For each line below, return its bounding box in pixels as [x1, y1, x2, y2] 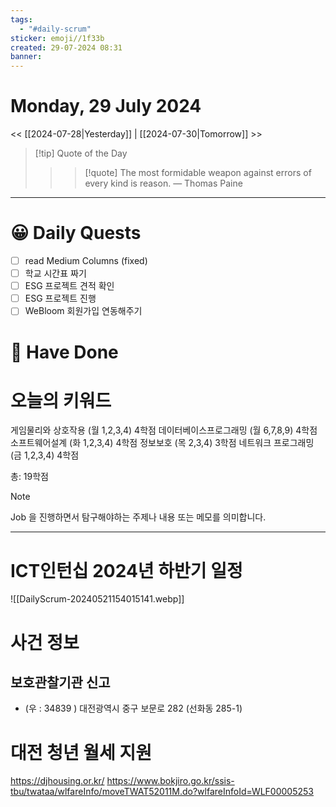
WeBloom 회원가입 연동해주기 [24, 305, 143, 317]
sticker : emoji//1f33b [10, 33, 105, 43]
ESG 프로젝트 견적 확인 [24, 280, 115, 292]
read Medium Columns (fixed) [24, 255, 148, 266]
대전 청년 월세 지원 [10, 741, 152, 764]
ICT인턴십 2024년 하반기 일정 [10, 559, 243, 582]
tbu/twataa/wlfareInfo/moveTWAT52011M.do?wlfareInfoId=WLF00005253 [10, 786, 314, 798]
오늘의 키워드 [10, 389, 112, 412]
